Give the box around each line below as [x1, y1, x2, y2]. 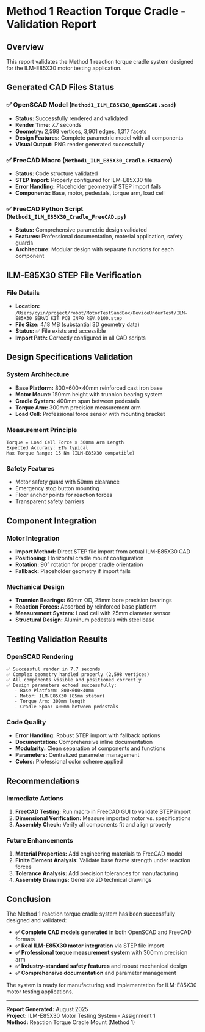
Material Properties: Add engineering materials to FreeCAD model [15, 850, 182, 857]
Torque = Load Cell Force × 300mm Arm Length [6, 439, 124, 446]
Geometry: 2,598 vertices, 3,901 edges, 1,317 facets [15, 127, 147, 135]
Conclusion [6, 894, 51, 905]
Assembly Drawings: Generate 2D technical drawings [15, 876, 152, 884]
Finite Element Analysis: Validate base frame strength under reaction [15, 857, 191, 864]
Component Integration [6, 515, 98, 526]
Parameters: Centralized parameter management [15, 751, 140, 759]
